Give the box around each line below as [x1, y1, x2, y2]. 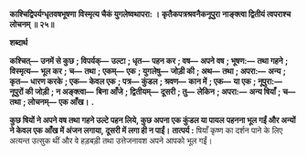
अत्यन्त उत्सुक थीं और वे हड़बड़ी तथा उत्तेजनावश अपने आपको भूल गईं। [9, 135, 213, 146]
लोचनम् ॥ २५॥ [9, 19, 55, 29]
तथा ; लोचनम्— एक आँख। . [9, 97, 94, 107]
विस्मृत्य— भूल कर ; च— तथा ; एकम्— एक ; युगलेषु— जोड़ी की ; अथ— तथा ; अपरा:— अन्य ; [9, 66, 286, 77]
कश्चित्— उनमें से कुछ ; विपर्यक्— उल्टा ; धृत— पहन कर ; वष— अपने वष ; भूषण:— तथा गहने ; [9, 56, 289, 66]
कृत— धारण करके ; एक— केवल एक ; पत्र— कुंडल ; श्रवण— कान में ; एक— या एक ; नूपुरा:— [9, 76, 283, 87]
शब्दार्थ [9, 37, 28, 47]
